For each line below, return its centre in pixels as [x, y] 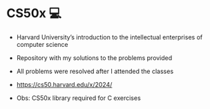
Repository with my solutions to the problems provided [94, 58]
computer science [42, 44]
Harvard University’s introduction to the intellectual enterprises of [109, 37]
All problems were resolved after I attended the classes [95, 71]
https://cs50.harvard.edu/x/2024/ [64, 84]
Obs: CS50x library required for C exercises [78, 98]
